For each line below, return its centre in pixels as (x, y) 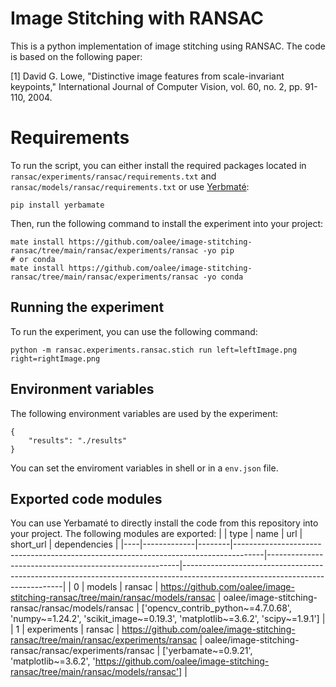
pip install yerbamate (57, 205)
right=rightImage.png (55, 358)
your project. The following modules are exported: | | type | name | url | (156, 534)
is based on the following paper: (76, 56)
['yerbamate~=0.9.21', (207, 651)
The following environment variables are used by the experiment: (144, 413)
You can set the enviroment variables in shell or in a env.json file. (144, 468)
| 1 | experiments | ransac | (65, 629)
